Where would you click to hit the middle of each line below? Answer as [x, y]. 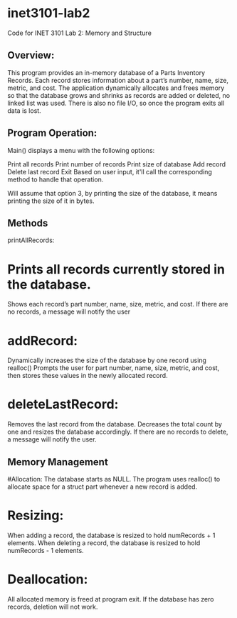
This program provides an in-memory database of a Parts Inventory [106, 72]
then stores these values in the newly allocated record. [88, 376]
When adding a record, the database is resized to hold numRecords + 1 [111, 535]
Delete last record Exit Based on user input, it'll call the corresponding [110, 171]
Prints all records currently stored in [116, 269]
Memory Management [58, 462]
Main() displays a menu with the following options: [81, 150]
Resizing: [36, 515]
